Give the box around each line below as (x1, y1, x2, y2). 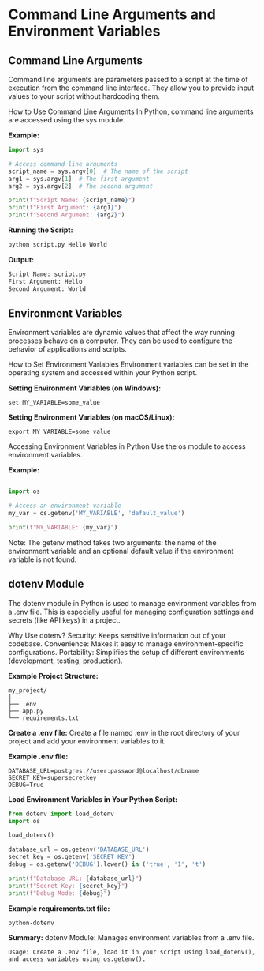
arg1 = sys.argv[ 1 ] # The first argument (8, 175, 150, 183)
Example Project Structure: (8, 671, 99, 680)
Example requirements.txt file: (8, 903, 110, 913)
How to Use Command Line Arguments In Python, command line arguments (8, 107, 254, 116)
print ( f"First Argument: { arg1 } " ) (8, 204, 122, 212)
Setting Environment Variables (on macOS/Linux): (8, 412, 175, 422)
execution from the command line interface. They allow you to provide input (8, 83, 255, 92)
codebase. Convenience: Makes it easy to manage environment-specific (8, 638, 244, 649)
